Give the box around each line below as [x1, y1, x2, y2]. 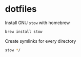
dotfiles [5, 3, 37, 15]
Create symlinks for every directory [5, 38, 77, 44]
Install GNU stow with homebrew [5, 20, 70, 26]
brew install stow [5, 29, 42, 34]
